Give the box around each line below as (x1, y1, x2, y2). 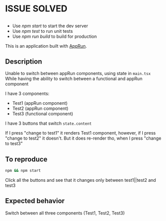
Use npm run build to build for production (12, 33, 97, 39)
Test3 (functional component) (12, 111, 73, 117)
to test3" (5, 141, 23, 147)
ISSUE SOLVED (5, 3, 68, 14)
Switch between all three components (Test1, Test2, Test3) (5, 210, 125, 216)
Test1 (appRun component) (12, 100, 68, 106)
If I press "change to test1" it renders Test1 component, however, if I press (5, 130, 156, 136)
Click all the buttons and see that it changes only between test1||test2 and (5, 177, 156, 183)
